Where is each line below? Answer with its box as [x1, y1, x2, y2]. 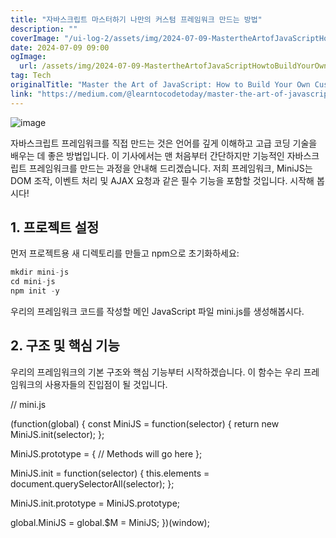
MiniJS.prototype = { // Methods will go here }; [10, 447, 203, 460]
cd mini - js [10, 277, 56, 287]
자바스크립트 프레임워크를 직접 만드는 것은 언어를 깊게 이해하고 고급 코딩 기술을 [10, 137, 318, 149]
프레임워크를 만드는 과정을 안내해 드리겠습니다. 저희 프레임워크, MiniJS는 [28, 162, 313, 174]
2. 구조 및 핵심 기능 [10, 337, 120, 355]
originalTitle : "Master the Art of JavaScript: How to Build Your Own [10, 80, 311, 90]
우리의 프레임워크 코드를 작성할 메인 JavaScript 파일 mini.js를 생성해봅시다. [10, 306, 305, 318]
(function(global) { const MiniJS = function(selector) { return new [10, 417, 280, 430]
